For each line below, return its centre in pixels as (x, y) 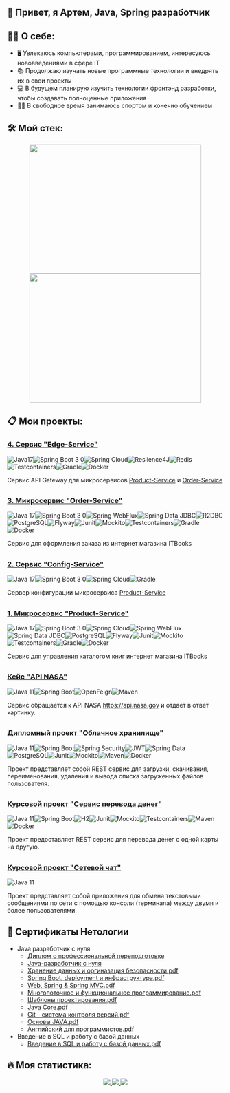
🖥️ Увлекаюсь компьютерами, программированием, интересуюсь (114, 53)
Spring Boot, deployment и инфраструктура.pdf (96, 977)
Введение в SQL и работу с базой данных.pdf (94, 1043)
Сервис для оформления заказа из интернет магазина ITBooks (100, 544)
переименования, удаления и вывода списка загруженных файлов (105, 776)
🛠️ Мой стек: (35, 128)
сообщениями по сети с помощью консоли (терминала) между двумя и (113, 903)
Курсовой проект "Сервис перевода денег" (85, 804)
